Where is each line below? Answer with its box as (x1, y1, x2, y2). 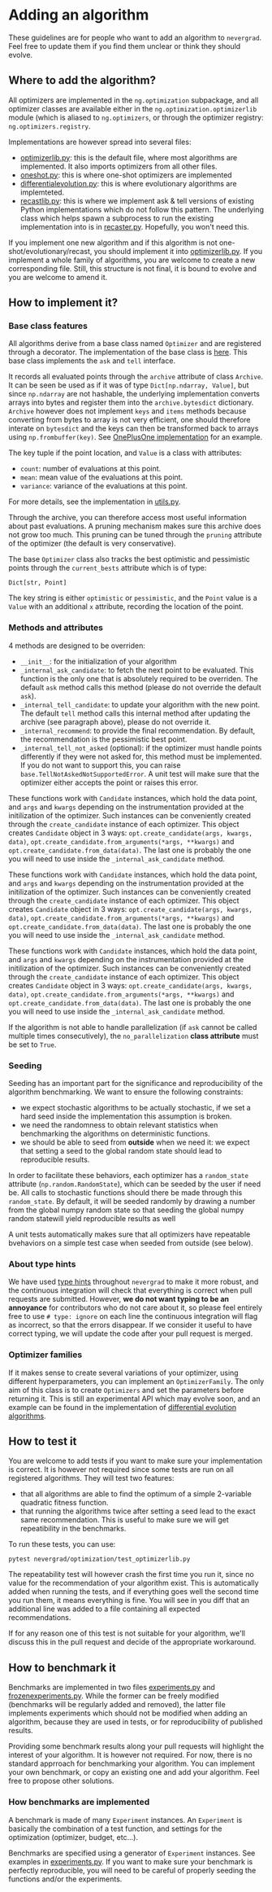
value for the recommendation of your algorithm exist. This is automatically (8, 1578, 259, 1588)
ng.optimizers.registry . (8, 120, 91, 131)
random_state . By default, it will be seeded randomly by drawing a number (8, 1197, 256, 1207)
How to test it (8, 1434, 77, 1448)
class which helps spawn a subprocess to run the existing (19, 213, 214, 223)
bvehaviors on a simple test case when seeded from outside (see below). (8, 1238, 253, 1248)
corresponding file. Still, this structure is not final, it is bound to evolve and (8, 263, 257, 274)
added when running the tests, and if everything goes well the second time (8, 1587, 259, 1596)
